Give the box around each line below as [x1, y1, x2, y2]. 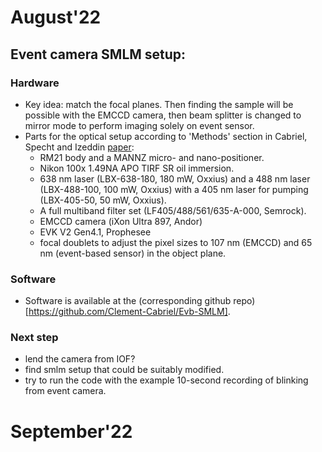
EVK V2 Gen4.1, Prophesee [39, 226, 152, 238]
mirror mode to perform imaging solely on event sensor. [24, 119, 255, 131]
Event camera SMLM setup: [10, 46, 187, 63]
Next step [10, 331, 59, 345]
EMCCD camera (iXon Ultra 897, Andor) [39, 215, 203, 227]
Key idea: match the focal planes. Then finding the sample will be [24, 98, 294, 110]
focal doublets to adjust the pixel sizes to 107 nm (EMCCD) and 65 [39, 236, 313, 248]
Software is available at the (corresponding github [24, 295, 232, 307]
